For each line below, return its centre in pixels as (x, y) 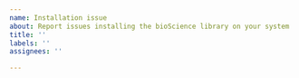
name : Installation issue (58, 18)
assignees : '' (36, 52)
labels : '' (30, 43)
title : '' (28, 34)
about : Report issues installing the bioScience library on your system (149, 26)
